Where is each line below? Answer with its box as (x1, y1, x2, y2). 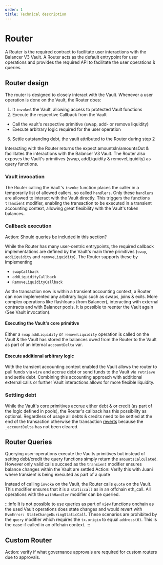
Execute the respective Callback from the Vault (12, 112, 107, 118)
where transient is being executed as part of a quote (5, 471, 111, 478)
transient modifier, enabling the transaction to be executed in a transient (5, 200, 152, 206)
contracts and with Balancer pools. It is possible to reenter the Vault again (5, 304, 154, 310)
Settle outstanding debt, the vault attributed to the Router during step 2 (12, 136, 155, 142)
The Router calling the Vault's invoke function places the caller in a (5, 184, 139, 190)
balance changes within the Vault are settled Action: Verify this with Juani (5, 467, 153, 472)
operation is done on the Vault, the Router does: (5, 97, 102, 103)
